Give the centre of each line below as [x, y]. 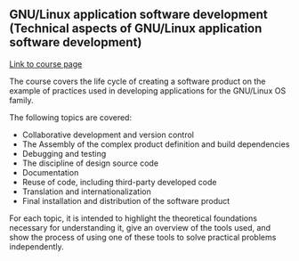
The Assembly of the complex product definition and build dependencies [156, 144]
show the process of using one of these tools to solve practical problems [143, 237]
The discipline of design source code [90, 163]
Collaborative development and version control [108, 135]
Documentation [50, 172]
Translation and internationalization [86, 192]
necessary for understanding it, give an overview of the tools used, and [140, 227]
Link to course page [46, 64]
